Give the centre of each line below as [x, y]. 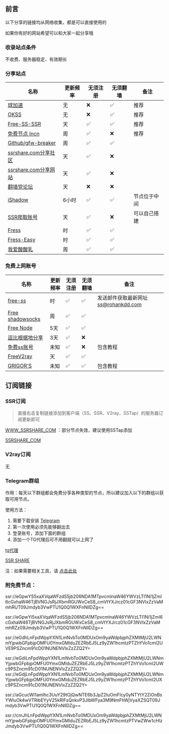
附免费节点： [21, 585]
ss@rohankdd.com [119, 304]
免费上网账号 [21, 266]
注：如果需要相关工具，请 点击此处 [41, 571]
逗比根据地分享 [26, 337]
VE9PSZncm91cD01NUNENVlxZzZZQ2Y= [48, 649]
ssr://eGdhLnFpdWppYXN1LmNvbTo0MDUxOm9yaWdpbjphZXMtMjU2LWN [83, 638]
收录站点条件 [21, 47]
